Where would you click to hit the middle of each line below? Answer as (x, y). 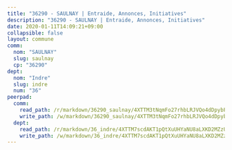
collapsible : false (35, 33)
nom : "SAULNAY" (35, 53)
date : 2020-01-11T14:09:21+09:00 (55, 26)
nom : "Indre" (32, 78)
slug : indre (31, 84)
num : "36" (27, 91)
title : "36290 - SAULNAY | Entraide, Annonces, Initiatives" (97, 13)
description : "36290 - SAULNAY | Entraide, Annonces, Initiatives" (106, 20)
